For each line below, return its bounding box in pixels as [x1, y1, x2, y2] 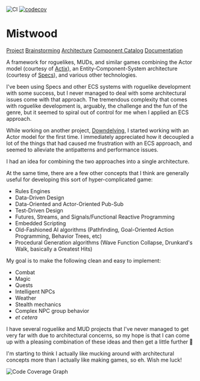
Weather [14, 294, 37, 301]
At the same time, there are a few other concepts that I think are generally [6, 169, 189, 176]
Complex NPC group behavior [14, 307, 90, 314]
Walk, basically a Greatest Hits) [14, 245, 93, 252]
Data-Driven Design [14, 194, 64, 201]
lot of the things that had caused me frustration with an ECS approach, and [6, 139, 192, 147]
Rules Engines [14, 187, 51, 194]
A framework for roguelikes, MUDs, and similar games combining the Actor [6, 58, 193, 66]
